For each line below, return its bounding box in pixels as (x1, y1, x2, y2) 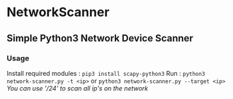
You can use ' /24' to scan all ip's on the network (6, 84, 149, 92)
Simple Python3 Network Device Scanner (6, 32, 194, 44)
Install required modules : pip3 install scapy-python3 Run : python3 (6, 69, 205, 77)
